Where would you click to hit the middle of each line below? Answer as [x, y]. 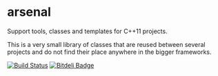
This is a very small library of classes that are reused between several [106, 44]
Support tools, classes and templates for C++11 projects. [87, 31]
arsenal [29, 12]
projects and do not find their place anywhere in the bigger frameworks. [109, 52]
